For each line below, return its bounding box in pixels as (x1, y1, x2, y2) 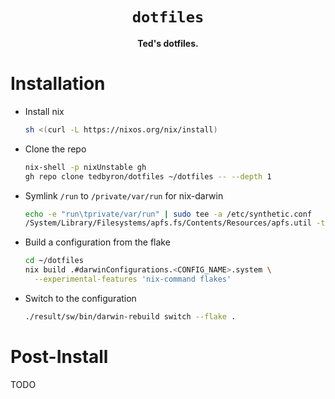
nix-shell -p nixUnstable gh (24, 162, 147, 172)
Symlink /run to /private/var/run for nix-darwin (24, 189, 224, 202)
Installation (10, 73, 106, 95)
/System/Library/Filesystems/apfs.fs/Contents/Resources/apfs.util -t (24, 218, 326, 228)
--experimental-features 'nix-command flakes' (34, 274, 232, 284)
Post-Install (10, 345, 109, 368)
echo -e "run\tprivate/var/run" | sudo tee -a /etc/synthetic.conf (24, 209, 313, 219)
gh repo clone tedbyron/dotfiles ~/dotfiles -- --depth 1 (24, 171, 272, 182)
